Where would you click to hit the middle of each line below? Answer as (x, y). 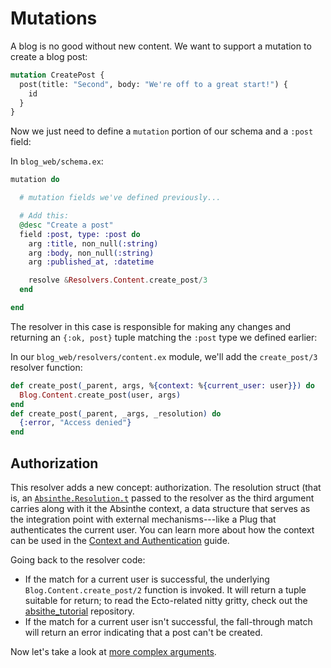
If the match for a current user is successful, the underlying (147, 579)
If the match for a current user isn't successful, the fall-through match (168, 621)
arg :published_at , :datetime (91, 262)
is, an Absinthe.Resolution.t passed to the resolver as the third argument (162, 498)
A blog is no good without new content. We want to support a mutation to (161, 46)
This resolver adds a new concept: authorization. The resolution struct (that (166, 487)
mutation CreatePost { (57, 75)
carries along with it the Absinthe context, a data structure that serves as (160, 508)
